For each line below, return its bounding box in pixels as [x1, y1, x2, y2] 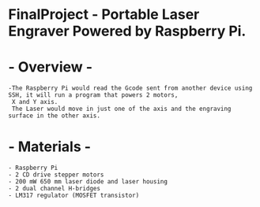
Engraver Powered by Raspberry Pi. [8, 22, 247, 40]
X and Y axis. [11, 98, 58, 106]
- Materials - [8, 138, 92, 156]
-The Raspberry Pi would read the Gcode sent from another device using [8, 84, 253, 92]
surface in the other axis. [8, 112, 101, 120]
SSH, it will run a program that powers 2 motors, [8, 91, 179, 99]
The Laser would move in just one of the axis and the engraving [11, 105, 232, 113]
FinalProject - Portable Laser [8, 6, 200, 24]
